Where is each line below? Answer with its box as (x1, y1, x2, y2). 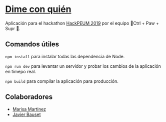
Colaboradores (5, 93, 53, 101)
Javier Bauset (12, 111, 41, 117)
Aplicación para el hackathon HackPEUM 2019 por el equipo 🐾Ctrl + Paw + (5, 20, 159, 26)
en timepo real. (5, 68, 36, 74)
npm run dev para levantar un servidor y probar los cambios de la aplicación (5, 63, 161, 69)
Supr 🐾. (5, 25, 21, 31)
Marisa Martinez (12, 106, 46, 112)
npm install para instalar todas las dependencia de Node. (5, 53, 125, 59)
